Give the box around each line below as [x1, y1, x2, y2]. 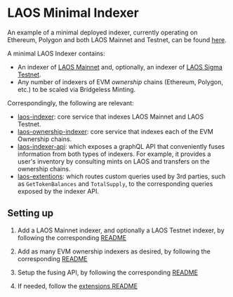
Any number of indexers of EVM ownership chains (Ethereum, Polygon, [17, 77, 223, 86]
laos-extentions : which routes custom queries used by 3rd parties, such [17, 172, 226, 180]
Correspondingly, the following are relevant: [7, 98, 135, 107]
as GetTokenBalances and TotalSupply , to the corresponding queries [17, 179, 213, 187]
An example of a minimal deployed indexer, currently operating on [7, 28, 198, 37]
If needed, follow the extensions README [17, 282, 138, 290]
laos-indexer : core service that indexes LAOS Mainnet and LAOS [17, 112, 204, 121]
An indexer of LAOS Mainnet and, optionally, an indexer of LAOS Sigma [17, 62, 223, 71]
